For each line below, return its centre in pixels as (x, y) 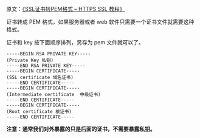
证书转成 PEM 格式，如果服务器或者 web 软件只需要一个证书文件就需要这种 (100, 22)
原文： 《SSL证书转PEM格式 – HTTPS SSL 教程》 (66, 9)
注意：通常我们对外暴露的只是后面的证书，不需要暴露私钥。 (81, 129)
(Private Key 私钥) (30, 60)
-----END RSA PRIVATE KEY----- (46, 66)
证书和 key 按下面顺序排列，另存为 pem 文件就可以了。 (75, 42)
